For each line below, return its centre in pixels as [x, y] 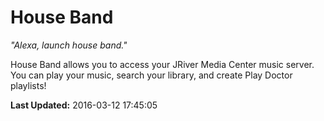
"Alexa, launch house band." [69, 45]
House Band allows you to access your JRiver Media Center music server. [162, 64]
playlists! [28, 85]
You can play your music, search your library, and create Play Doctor [151, 75]
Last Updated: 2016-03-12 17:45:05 [84, 105]
